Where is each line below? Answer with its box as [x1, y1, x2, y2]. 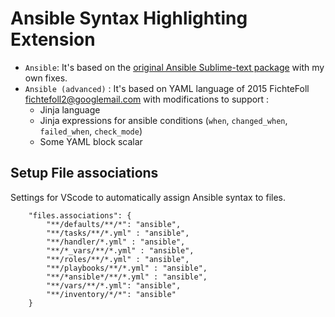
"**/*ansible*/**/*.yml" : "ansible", [46, 272, 208, 282]
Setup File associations [10, 165, 159, 182]
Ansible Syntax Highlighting [10, 7, 248, 30]
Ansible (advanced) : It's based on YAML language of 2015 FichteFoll [24, 82, 310, 94]
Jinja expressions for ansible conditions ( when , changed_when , [39, 114, 288, 126]
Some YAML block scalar [39, 135, 143, 147]
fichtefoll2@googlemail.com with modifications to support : [24, 93, 270, 105]
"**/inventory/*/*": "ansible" [46, 289, 177, 299]
